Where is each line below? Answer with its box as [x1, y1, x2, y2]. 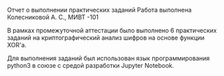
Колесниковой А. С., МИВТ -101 [7, 13, 99, 21]
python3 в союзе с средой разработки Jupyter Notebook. [7, 62, 175, 69]
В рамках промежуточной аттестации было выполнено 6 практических [7, 27, 217, 34]
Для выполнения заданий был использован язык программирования [7, 54, 210, 62]
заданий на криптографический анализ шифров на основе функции [7, 34, 205, 42]
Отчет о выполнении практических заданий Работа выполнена [7, 6, 192, 14]
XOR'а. [7, 41, 27, 49]
